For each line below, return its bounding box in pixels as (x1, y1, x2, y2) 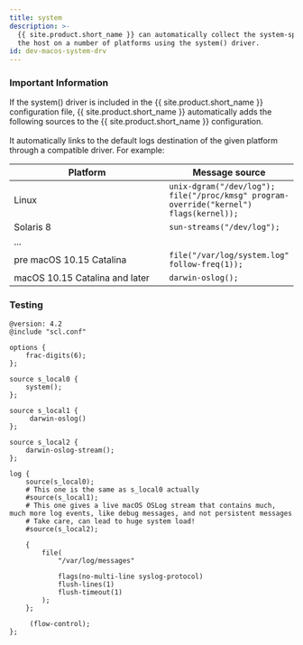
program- (252, 190, 289, 201)
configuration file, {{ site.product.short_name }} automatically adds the (9, 106, 272, 117)
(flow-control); (29, 619, 91, 628)
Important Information (9, 77, 109, 89)
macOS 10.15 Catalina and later (14, 272, 151, 284)
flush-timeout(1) (57, 587, 124, 596)
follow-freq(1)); (169, 259, 243, 270)
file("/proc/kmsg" (169, 190, 248, 201)
